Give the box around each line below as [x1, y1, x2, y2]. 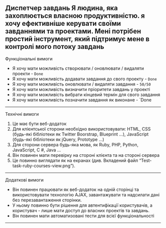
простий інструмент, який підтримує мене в [5, 35, 150, 44]
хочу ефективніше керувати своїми [5, 19, 121, 28]
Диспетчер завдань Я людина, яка [5, 4, 118, 12]
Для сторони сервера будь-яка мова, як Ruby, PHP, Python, [12, 141, 139, 147]
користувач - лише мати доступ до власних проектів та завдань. [12, 207, 150, 213]
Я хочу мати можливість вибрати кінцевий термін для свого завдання [12, 91, 161, 97]
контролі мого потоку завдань [5, 43, 105, 51]
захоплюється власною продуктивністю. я [5, 12, 145, 20]
